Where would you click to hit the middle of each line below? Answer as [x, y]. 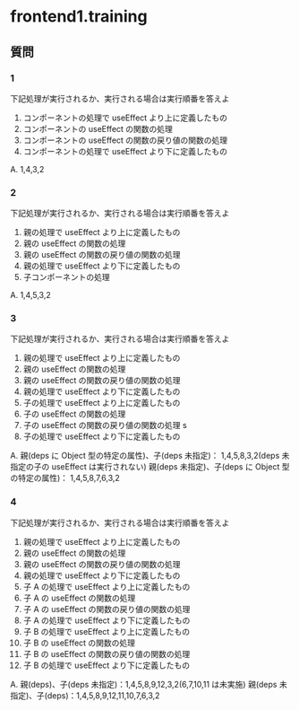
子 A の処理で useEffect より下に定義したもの [107, 620]
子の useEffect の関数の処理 [74, 414]
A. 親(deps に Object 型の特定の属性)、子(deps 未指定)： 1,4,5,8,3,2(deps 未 [150, 456]
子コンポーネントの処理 [66, 277]
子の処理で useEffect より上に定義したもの [102, 403]
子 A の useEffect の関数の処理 [79, 598]
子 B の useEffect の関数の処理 [79, 643]
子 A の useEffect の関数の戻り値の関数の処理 [107, 609]
